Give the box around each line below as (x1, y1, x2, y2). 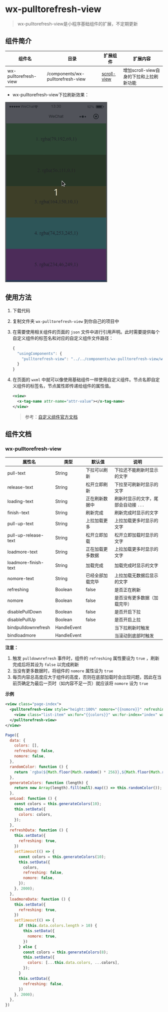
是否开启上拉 (114, 616, 141, 623)
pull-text (7, 470, 26, 476)
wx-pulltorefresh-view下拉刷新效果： (12, 92, 89, 97)
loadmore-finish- (7, 560, 44, 565)
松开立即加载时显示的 (114, 532, 158, 538)
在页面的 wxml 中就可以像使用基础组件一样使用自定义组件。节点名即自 (12, 376, 156, 383)
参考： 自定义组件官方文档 (24, 414, 78, 420)
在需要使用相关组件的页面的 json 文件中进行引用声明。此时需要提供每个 (12, 329, 160, 335)
